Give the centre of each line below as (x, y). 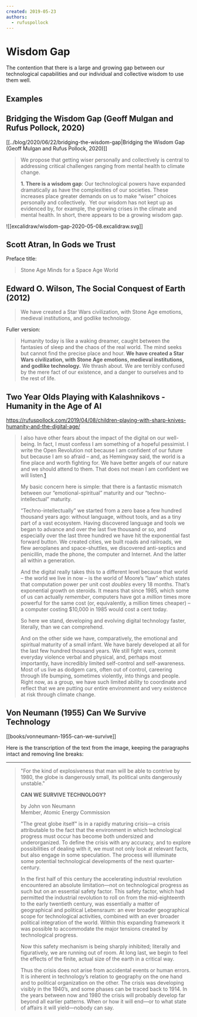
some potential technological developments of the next (87, 861)
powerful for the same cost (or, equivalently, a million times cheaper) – (105, 603)
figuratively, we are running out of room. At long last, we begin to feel (104, 952)
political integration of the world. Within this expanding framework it (102, 922)
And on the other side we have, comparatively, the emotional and (99, 638)
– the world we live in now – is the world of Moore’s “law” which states (105, 578)
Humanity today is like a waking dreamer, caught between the (95, 341)
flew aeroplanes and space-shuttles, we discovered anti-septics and (103, 548)
